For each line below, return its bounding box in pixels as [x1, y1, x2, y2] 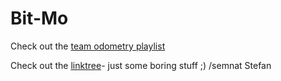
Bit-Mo [10, 7, 69, 30]
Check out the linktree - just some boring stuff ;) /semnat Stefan [10, 59, 272, 71]
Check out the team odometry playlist [10, 40, 166, 52]
